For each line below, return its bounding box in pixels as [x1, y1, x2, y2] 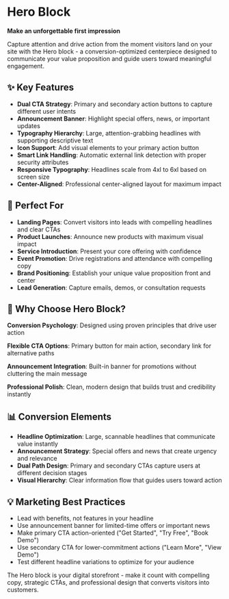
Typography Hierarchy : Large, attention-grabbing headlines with [16, 129, 201, 137]
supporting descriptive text [16, 136, 94, 144]
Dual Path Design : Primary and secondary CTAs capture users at [16, 461, 200, 470]
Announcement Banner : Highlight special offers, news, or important [16, 114, 210, 123]
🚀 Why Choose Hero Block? [7, 303, 126, 315]
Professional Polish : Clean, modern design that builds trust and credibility [7, 383, 216, 391]
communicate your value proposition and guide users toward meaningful [7, 54, 212, 62]
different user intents [16, 107, 77, 115]
